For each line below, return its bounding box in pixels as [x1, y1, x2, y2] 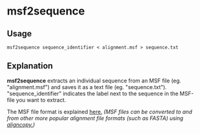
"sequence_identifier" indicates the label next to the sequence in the [7, 90, 179, 97]
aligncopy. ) [7, 121, 35, 128]
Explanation [7, 61, 53, 71]
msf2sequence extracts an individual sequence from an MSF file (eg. [7, 77, 181, 84]
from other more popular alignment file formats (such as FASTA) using [7, 114, 184, 122]
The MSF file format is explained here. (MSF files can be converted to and [7, 108, 193, 115]
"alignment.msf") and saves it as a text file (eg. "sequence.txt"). [7, 83, 167, 90]
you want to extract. [16, 96, 66, 104]
